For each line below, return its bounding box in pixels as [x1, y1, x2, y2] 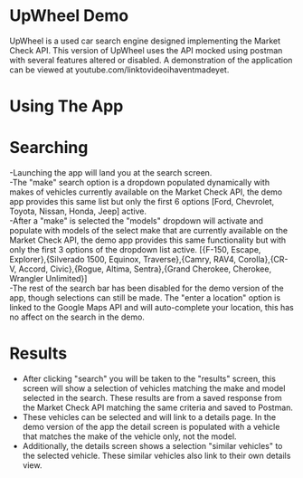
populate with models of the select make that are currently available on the [9, 225, 289, 236]
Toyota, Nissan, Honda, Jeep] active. [9, 206, 147, 217]
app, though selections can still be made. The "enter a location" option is [9, 292, 281, 303]
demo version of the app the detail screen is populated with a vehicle [22, 422, 280, 432]
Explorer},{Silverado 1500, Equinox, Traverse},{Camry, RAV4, [9, 254, 237, 265]
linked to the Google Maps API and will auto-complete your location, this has [9, 302, 294, 313]
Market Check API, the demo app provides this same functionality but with [9, 234, 287, 245]
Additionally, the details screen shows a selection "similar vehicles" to [22, 441, 283, 451]
